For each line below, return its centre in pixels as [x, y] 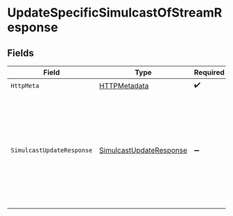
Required [209, 72]
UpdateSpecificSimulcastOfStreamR [115, 13]
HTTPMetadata [124, 86]
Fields [21, 53]
